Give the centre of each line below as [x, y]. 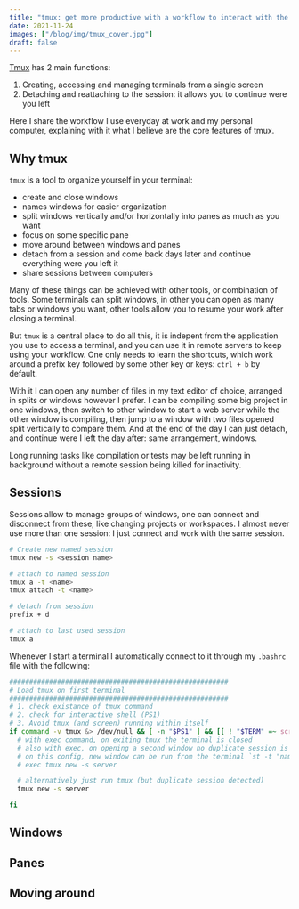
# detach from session [51, 606]
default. [24, 374]
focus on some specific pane [75, 235]
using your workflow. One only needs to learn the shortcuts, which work [141, 355]
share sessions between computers [88, 273]
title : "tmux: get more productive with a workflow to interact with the [149, 17]
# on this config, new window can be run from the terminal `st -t [145, 756]
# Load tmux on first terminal [67, 690]
